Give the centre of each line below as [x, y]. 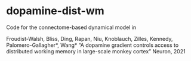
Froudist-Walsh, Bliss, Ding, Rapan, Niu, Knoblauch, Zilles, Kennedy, [90, 38]
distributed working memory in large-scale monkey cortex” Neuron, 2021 [96, 51]
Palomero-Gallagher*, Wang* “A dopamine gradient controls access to [93, 45]
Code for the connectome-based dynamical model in [71, 27]
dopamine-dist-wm [55, 11]
